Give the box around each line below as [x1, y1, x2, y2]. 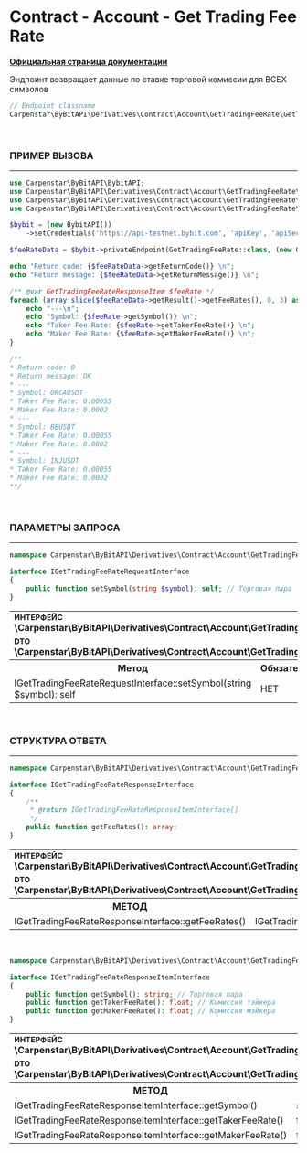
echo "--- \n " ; [26, 304, 79, 313]
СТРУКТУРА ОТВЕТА [9, 734, 107, 747]
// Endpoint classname [9, 101, 96, 111]
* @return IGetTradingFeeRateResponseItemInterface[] [29, 806, 239, 815]
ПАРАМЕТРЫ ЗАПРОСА [9, 521, 121, 534]
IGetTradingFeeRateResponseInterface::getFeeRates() [14, 914, 247, 927]
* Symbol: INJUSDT [9, 456, 79, 465]
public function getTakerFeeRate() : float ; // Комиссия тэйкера [26, 998, 276, 1008]
